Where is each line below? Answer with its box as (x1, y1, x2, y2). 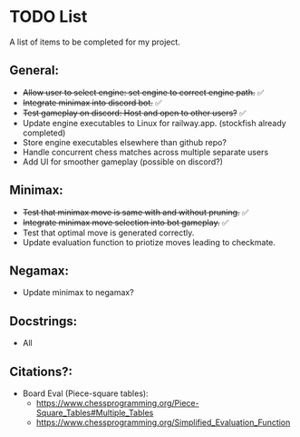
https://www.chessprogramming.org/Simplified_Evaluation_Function (35, 417, 291, 428)
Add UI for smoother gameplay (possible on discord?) (22, 156, 224, 167)
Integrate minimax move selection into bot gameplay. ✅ (22, 216, 229, 228)
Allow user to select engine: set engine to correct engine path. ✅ (22, 86, 265, 97)
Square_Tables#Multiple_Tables (35, 407, 154, 418)
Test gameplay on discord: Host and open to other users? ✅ (22, 107, 247, 118)
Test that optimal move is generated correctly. (22, 227, 195, 238)
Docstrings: (9, 313, 78, 329)
